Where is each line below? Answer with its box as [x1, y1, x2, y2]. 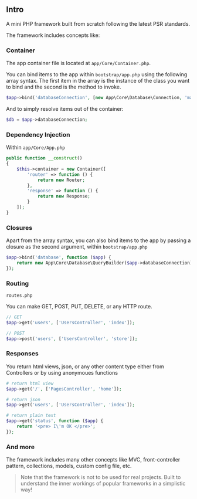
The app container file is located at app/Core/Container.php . [6, 60, 151, 67]
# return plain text [6, 413, 57, 419]
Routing [6, 279, 29, 287]
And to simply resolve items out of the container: [6, 105, 124, 112]
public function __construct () [6, 155, 83, 161]
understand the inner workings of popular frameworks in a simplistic [20, 480, 186, 487]
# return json [6, 396, 41, 402]
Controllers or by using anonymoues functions [6, 369, 118, 376]
